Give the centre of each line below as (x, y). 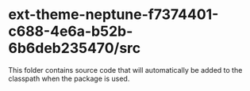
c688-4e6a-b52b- (71, 31)
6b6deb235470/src (75, 48)
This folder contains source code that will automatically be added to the (125, 70)
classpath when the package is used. (69, 78)
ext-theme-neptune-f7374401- (113, 15)
